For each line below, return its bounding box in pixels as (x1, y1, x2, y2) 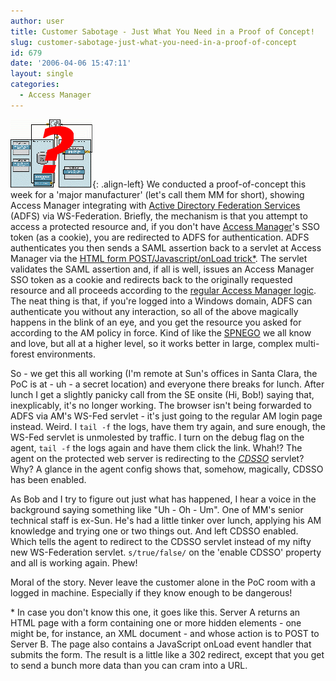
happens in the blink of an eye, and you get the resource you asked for (10, 316, 302, 328)
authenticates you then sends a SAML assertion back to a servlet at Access (10, 241, 322, 254)
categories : (10, 80, 60, 90)
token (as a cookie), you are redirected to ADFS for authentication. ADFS (10, 231, 310, 243)
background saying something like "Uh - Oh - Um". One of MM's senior (10, 503, 304, 515)
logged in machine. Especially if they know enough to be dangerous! (10, 586, 293, 599)
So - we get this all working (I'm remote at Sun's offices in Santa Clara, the (10, 367, 318, 379)
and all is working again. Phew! (10, 556, 138, 569)
